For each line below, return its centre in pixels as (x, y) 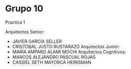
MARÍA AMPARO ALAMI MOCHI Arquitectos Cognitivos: (69, 52)
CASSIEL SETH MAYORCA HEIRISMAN (52, 62)
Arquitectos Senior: (25, 32)
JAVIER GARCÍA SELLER (37, 41)
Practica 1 (15, 22)
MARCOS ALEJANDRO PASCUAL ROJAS (54, 57)
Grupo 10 (24, 9)
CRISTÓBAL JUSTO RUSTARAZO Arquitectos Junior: (66, 46)
